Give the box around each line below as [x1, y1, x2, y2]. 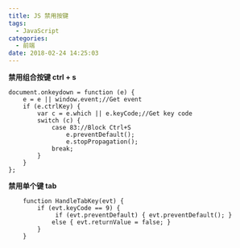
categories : [8, 34, 48, 43]
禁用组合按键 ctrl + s [8, 72, 77, 81]
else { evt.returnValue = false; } [51, 218, 172, 226]
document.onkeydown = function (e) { [8, 89, 135, 97]
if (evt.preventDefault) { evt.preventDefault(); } [55, 211, 232, 219]
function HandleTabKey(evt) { [23, 197, 125, 205]
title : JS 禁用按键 [8, 11, 69, 20]
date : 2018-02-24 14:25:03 [8, 49, 99, 57]
